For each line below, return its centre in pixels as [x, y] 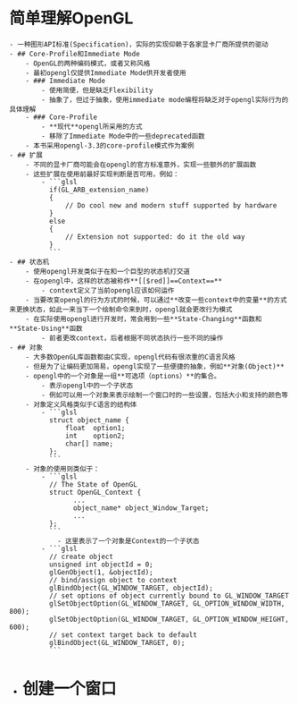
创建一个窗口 [69, 689]
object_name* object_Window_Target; [141, 508]
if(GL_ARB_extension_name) [99, 190]
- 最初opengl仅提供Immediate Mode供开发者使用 [106, 72]
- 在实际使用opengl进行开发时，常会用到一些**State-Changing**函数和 [144, 319]
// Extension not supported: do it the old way [155, 237]
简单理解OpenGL [71, 18]
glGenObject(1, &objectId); [101, 572]
